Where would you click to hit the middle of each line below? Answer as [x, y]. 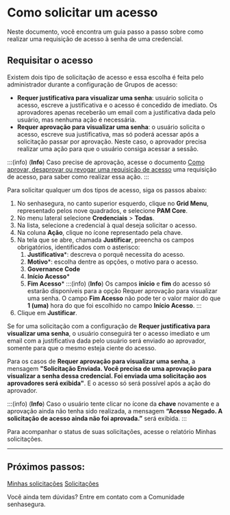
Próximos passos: [46, 467]
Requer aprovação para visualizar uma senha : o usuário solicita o [111, 127]
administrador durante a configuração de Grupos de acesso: [92, 84]
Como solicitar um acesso [82, 13]
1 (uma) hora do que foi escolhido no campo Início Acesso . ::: [114, 305]
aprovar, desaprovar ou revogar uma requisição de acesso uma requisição [112, 169]
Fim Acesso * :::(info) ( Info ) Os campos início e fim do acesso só [119, 284]
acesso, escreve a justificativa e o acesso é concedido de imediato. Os [117, 105]
